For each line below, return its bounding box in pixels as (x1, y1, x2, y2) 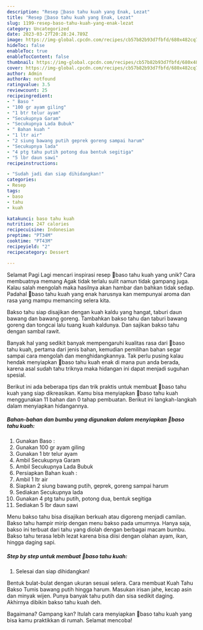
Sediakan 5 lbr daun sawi (15, 502, 78, 509)
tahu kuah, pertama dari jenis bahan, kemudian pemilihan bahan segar (7, 345, 181, 353)
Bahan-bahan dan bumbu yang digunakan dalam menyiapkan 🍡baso (7, 416, 185, 423)
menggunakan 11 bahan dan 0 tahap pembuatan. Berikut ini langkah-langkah (7, 395, 197, 403)
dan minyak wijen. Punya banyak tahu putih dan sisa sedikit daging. (7, 592, 175, 600)
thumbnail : (7, 59, 34, 65)
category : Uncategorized (7, 25, 69, 32)
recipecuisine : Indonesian (7, 227, 75, 233)
